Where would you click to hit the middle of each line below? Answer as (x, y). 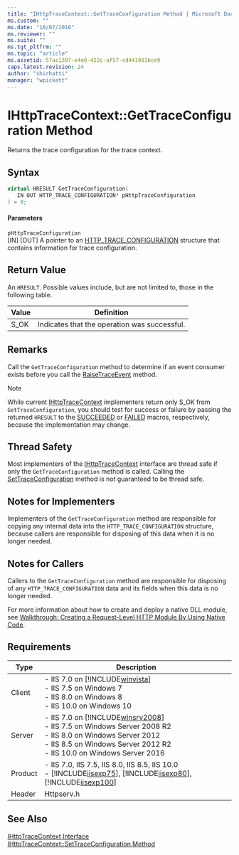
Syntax (23, 172)
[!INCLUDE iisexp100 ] (81, 782)
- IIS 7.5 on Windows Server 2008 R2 (108, 726)
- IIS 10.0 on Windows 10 (88, 706)
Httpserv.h (62, 794)
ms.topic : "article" (38, 54)
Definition (111, 312)
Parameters (25, 218)
